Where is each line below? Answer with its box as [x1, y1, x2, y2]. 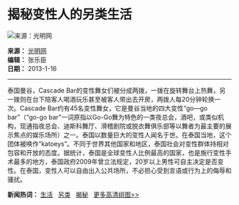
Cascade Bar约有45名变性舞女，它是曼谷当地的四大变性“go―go [19, 104, 208, 112]
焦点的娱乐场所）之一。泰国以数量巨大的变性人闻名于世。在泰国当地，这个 [13, 130, 232, 139]
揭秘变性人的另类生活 [7, 6, 133, 23]
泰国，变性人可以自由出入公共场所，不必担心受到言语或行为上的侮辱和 [26, 166, 232, 174]
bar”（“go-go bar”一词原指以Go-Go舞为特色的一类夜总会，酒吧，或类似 [7, 112, 218, 121]
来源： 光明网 [7, 46, 47, 55]
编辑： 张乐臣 [7, 55, 47, 64]
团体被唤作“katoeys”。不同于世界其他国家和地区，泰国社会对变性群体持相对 [7, 140, 229, 148]
